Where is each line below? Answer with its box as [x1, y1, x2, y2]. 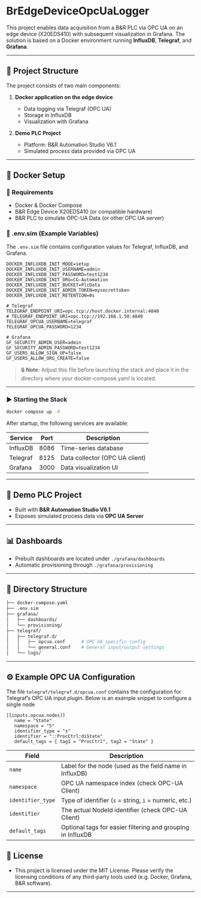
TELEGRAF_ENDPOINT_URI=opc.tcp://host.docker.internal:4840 [6, 308, 160, 314]
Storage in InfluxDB [23, 111, 72, 118]
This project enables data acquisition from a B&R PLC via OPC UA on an [6, 24, 183, 31]
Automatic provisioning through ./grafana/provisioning [14, 561, 154, 568]
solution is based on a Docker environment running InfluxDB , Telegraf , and [6, 36, 192, 44]
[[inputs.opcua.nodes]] [6, 712, 66, 719]
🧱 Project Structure [6, 66, 79, 76]
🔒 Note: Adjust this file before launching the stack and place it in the [20, 366, 190, 373]
